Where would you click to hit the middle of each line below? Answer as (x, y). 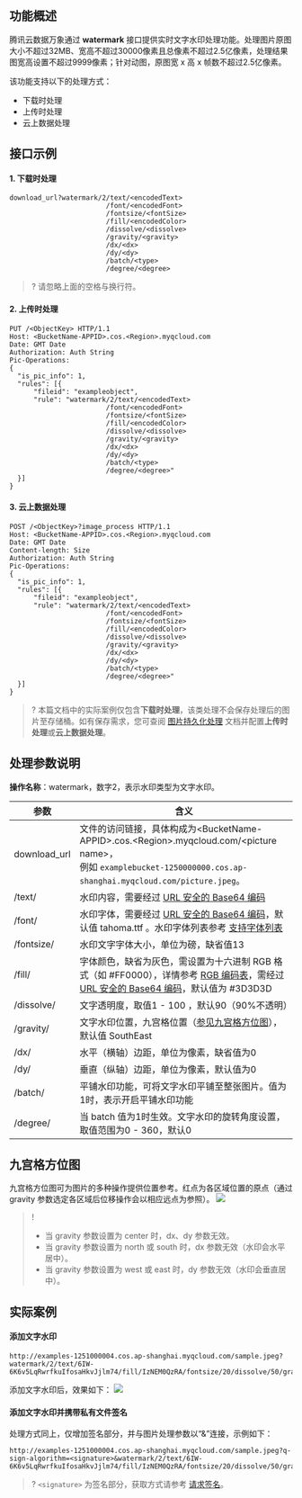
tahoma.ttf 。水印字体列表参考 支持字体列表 (191, 928)
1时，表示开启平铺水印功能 (137, 1099)
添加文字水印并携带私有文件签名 (68, 1412)
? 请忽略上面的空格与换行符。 (86, 287)
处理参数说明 (45, 763)
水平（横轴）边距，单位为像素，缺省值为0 (168, 1053)
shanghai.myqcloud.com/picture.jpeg (158, 881)
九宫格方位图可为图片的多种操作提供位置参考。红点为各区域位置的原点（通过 (151, 1188)
